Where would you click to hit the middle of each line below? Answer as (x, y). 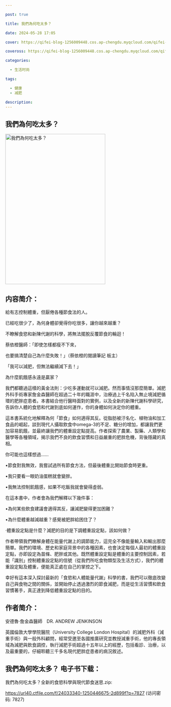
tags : (11, 79)
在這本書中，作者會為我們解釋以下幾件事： (50, 498)
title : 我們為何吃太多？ (28, 23)
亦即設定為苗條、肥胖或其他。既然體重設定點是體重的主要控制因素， (90, 554)
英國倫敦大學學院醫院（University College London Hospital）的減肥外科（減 (85, 632)
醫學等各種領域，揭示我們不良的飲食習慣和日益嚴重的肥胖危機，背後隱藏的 (83, 437)
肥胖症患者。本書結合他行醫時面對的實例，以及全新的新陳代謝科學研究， (90, 401)
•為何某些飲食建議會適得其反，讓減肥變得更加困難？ (60, 509)
